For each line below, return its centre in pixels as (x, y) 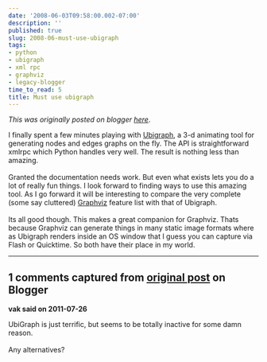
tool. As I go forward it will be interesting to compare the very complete (124, 194)
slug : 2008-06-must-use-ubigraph (64, 38)
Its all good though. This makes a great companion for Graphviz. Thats (124, 220)
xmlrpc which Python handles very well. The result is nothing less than (124, 152)
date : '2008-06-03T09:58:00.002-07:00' (74, 16)
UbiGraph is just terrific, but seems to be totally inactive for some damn (125, 325)
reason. (21, 333)
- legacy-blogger (37, 82)
